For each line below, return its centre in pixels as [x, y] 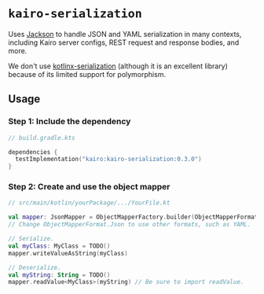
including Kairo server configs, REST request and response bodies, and [124, 42]
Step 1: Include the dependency [70, 122]
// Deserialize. [35, 267]
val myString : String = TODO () [59, 275]
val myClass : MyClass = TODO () [59, 246]
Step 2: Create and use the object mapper [89, 187]
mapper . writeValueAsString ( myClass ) [68, 253]
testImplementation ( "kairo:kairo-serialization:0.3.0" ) [108, 160]
